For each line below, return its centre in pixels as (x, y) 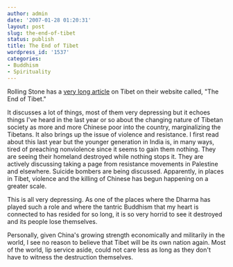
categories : (24, 59)
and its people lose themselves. (52, 221)
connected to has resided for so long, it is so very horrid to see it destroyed (115, 214)
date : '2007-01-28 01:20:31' (49, 20)
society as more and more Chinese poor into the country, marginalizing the (114, 127)
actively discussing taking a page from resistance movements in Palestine (113, 164)
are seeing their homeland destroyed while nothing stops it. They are (105, 156)
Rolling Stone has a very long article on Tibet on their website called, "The (113, 92)
